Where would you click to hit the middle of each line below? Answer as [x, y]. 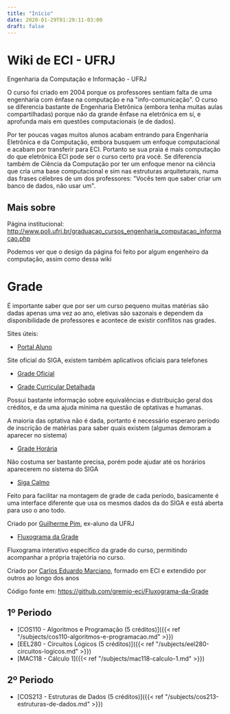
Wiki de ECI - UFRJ [61, 60]
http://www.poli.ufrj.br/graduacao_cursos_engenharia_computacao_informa [114, 231]
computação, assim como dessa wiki [59, 259]
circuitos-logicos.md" [48, 651]
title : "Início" [30, 13]
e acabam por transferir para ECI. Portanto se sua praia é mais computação [114, 150]
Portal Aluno [35, 347]
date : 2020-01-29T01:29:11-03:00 [55, 20]
